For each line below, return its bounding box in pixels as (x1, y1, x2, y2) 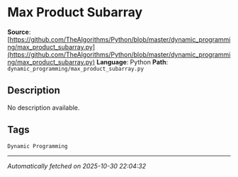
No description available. (7, 103, 80, 112)
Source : (7, 28, 31, 36)
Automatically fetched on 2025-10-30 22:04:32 (7, 161, 147, 170)
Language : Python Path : (96, 57, 169, 66)
